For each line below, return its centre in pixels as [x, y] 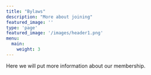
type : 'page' [22, 28]
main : [18, 44]
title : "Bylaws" [26, 11]
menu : [13, 38]
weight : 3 [29, 49]
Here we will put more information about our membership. [76, 66]
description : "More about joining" [49, 17]
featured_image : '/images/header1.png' [55, 33]
